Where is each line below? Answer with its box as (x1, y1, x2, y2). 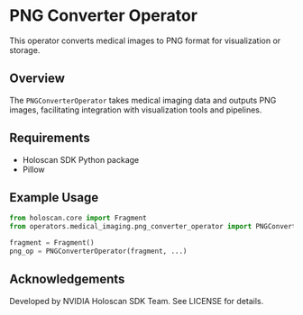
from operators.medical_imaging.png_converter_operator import (9, 222, 252, 231)
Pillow (22, 164, 45, 175)
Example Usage (9, 190, 99, 205)
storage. (9, 44, 41, 55)
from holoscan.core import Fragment (9, 213, 147, 223)
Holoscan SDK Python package (22, 154, 140, 165)
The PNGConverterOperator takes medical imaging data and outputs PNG (9, 94, 277, 105)
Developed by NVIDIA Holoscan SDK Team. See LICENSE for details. (9, 295, 264, 306)
